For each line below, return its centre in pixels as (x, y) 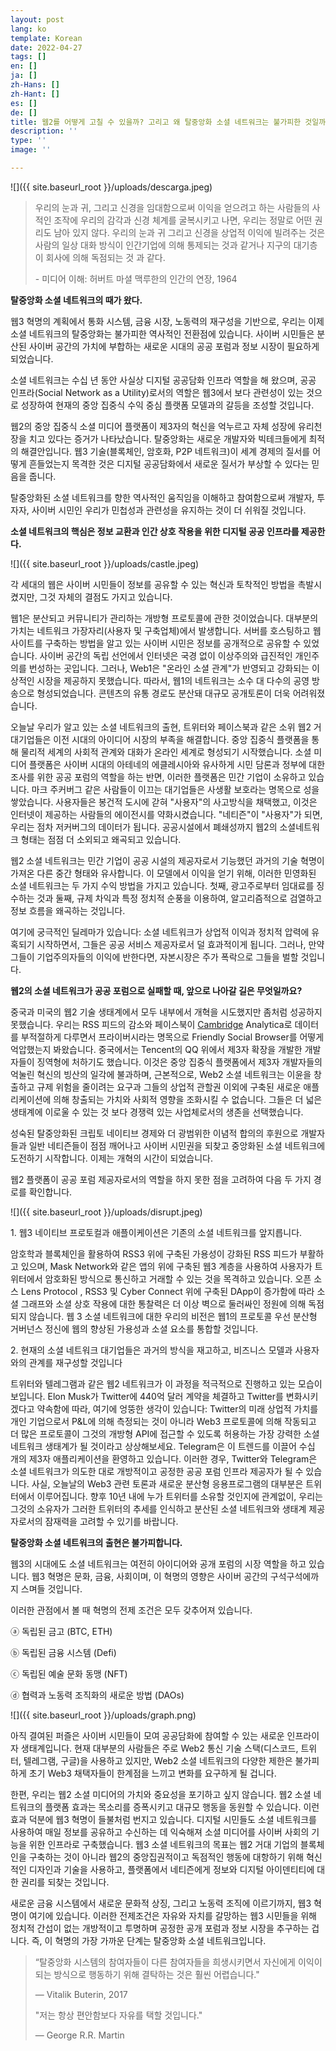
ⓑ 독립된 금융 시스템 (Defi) (63, 1652)
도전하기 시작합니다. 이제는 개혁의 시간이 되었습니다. (111, 1158)
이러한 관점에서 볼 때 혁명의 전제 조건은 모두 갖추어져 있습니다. (131, 1610)
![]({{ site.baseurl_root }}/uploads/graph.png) (103, 1715)
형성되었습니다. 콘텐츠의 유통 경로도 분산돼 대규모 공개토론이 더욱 (163, 693)
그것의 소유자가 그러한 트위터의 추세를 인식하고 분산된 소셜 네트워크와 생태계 (158, 1508)
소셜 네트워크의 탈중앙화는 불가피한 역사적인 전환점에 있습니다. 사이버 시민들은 (162, 333)
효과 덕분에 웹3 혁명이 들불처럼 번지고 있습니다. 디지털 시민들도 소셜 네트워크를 (163, 1819)
